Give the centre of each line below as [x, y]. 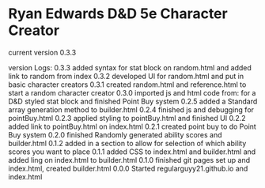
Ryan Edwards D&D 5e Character [118, 14]
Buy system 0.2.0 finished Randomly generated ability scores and [115, 134]
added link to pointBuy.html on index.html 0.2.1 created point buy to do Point [132, 126]
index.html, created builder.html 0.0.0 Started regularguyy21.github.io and [128, 168]
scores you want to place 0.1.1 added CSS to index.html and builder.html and [132, 152]
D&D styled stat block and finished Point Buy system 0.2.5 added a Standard [133, 101]
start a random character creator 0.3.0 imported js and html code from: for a [132, 92]
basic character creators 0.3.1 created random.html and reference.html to [127, 85]
